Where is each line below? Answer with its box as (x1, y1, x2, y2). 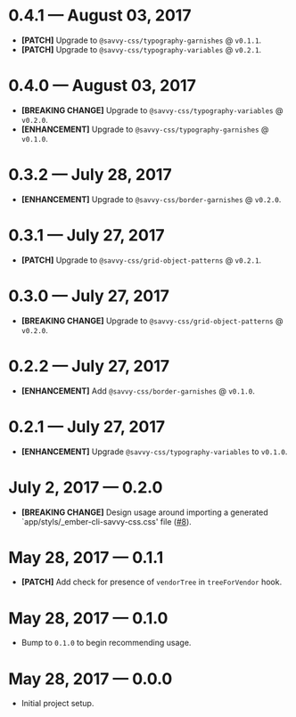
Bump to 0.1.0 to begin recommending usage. (21, 638, 192, 648)
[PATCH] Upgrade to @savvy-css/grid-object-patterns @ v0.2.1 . (21, 255, 262, 265)
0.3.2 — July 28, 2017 (8, 165, 172, 185)
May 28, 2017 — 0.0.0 (8, 669, 173, 688)
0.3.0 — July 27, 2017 (8, 286, 170, 306)
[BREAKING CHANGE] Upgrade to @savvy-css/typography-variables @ (21, 104, 284, 116)
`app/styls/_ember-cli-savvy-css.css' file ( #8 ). (21, 516, 193, 526)
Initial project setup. (21, 698, 95, 709)
